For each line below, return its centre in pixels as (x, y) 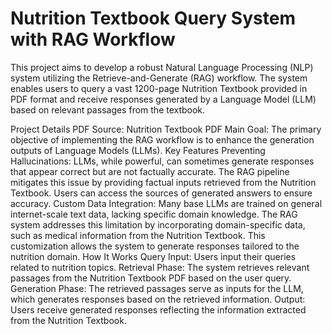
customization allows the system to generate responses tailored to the (155, 246)
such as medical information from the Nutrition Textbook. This (138, 235)
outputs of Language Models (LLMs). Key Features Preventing (138, 150)
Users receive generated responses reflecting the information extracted (158, 309)
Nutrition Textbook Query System (153, 18)
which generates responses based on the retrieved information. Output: (158, 299)
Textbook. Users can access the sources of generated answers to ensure (161, 193)
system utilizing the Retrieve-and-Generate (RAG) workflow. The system (159, 78)
